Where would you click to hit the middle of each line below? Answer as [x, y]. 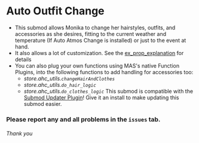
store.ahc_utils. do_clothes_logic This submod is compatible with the [108, 91]
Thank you [19, 133]
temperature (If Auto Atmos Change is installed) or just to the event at [100, 40]
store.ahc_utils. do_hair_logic [60, 84]
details [23, 59]
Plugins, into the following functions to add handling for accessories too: [104, 72]
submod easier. [43, 104]
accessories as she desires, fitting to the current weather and [91, 34]
